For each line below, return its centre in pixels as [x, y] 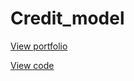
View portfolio [39, 46]
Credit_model [67, 18]
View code [32, 65]
